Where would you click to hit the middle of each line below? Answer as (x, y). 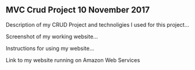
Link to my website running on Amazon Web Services (73, 60)
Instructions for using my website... (50, 48)
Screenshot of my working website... (52, 37)
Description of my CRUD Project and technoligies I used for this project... (97, 24)
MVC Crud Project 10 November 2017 (78, 10)
